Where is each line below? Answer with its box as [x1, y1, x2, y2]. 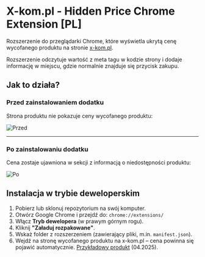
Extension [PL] [6, 17, 82, 31]
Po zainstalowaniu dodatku [6, 145, 88, 153]
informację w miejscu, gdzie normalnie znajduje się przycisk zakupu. [6, 62, 179, 70]
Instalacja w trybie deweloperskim [6, 188, 140, 199]
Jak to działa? [6, 80, 60, 90]
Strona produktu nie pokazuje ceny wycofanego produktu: [6, 112, 153, 120]
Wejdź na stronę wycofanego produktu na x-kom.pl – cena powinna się [15, 237, 194, 244]
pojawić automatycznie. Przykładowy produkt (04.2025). [15, 243, 159, 251]
